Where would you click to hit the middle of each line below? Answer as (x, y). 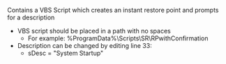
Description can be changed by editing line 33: (84, 46)
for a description (31, 17)
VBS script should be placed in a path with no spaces (94, 31)
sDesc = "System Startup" (66, 53)
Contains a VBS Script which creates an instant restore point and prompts (113, 10)
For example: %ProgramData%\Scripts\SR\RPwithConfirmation (118, 38)
